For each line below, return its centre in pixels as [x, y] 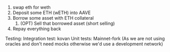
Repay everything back [37, 29]
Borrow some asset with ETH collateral [53, 18]
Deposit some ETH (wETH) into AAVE [52, 13]
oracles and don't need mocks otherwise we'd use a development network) [84, 44]
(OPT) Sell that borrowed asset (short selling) [67, 23]
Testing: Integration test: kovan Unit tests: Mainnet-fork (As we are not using [85, 38]
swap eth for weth [31, 7]
